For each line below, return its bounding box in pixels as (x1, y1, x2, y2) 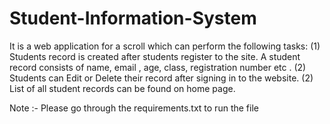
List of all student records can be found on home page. (9, 82, 236, 94)
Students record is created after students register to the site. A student (9, 50, 301, 62)
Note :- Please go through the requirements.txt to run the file (9, 102, 259, 114)
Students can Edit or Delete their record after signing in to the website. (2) (9, 72, 314, 84)
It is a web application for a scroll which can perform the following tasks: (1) (9, 40, 321, 52)
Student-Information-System (9, 7, 257, 30)
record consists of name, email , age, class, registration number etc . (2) (9, 61, 307, 73)
